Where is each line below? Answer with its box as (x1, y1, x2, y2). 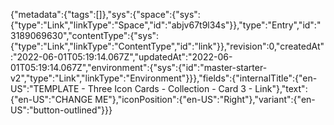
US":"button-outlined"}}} (10, 104, 113, 116)
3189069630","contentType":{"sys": (10, 30, 160, 41)
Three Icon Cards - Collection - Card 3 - (87, 83, 253, 94)
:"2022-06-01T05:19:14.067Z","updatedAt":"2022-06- (10, 51, 233, 63)
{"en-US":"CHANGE (10, 94, 93, 105)
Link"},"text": (254, 83, 308, 94)
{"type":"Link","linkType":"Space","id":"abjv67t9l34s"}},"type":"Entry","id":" (10, 19, 322, 31)
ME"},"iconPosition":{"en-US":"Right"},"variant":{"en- (94, 94, 316, 105)
